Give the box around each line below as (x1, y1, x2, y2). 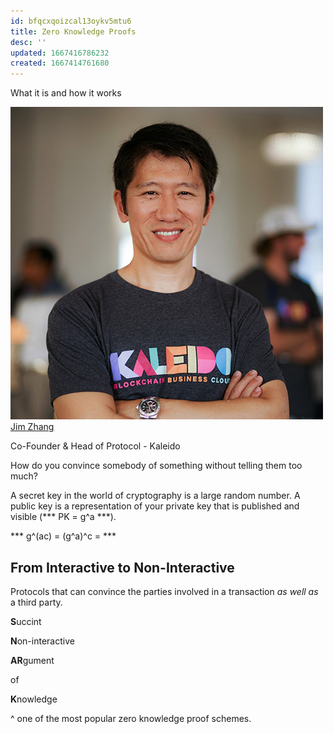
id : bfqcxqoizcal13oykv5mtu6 (10, 16, 132, 26)
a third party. (10, 596, 63, 608)
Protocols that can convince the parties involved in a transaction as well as (10, 585, 319, 597)
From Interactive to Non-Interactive (10, 559, 235, 576)
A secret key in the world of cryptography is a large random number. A (10, 490, 301, 502)
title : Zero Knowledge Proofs (10, 26, 137, 37)
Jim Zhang (10, 421, 55, 433)
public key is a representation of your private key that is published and (10, 500, 300, 512)
